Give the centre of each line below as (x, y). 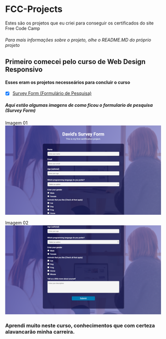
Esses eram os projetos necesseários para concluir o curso (68, 82)
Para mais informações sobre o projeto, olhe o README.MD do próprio (78, 40)
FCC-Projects (34, 9)
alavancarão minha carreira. (40, 332)
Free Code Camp (23, 28)
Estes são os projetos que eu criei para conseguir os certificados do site (80, 23)
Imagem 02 (17, 223)
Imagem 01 (16, 123)
